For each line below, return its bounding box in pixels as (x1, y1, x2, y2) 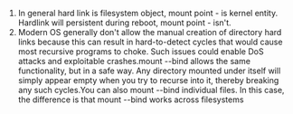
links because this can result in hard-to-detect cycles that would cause (17, 36, 283, 47)
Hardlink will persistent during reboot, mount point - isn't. (17, 17, 232, 28)
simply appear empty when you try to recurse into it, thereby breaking (17, 75, 279, 85)
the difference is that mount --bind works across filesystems (17, 94, 244, 105)
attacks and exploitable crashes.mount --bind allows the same (17, 56, 251, 66)
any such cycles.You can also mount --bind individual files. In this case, (17, 85, 285, 95)
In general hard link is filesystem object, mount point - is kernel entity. (17, 8, 279, 18)
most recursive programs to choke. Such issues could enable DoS (17, 46, 264, 57)
